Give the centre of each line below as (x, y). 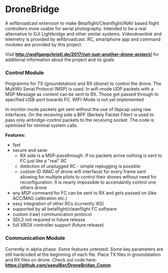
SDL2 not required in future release (49, 220)
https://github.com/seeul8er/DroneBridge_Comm (58, 265)
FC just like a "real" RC (43, 161)
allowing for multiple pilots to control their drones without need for (88, 177)
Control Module (25, 72)
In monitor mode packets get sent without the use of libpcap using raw (78, 110)
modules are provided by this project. (44, 44)
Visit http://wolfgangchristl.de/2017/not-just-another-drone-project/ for (82, 54)
